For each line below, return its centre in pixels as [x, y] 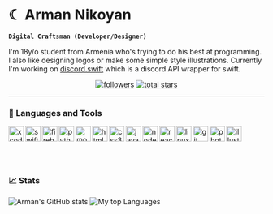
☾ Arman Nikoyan [70, 15]
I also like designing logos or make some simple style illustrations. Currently [135, 60]
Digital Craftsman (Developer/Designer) [78, 36]
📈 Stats [24, 181]
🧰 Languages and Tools [55, 113]
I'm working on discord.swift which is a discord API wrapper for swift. [125, 68]
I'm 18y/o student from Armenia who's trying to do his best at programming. [135, 51]
